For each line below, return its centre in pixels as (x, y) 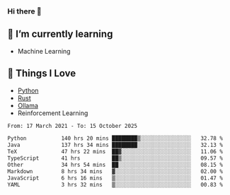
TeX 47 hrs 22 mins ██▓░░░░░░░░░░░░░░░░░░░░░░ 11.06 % (115, 152)
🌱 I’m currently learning (60, 34)
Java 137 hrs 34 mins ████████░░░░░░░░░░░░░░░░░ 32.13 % (115, 145)
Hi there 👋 (25, 11)
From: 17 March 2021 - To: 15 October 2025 (73, 126)
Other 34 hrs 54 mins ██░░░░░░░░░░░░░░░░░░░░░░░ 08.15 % (115, 165)
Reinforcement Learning (53, 113)
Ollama (28, 105)
